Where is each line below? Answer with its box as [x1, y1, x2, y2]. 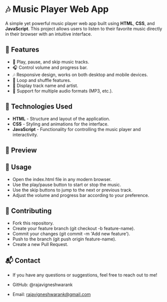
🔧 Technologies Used [5, 102, 72, 111]
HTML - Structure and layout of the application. [12, 115, 110, 121]
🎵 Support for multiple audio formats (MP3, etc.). [12, 87, 113, 93]
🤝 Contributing [5, 206, 52, 215]
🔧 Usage [5, 163, 31, 171]
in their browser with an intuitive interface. [5, 31, 92, 37]
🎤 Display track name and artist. [12, 82, 78, 88]
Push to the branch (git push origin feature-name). [12, 236, 116, 242]
